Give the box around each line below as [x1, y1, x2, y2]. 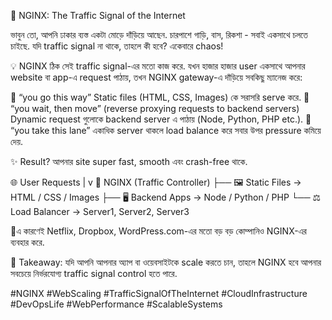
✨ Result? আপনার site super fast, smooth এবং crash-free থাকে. [10, 156, 248, 167]
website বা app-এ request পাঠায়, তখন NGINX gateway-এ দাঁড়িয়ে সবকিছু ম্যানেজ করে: [10, 71, 303, 83]
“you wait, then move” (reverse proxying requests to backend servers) [10, 103, 300, 114]
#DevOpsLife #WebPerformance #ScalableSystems [10, 298, 223, 310]
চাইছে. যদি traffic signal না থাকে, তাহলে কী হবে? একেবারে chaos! [10, 40, 224, 52]
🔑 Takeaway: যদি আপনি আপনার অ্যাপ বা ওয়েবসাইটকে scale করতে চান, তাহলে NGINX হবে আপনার [10, 256, 322, 268]
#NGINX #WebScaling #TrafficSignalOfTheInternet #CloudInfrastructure [10, 288, 308, 299]
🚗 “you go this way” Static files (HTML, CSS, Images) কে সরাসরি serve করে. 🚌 [10, 91, 310, 103]
